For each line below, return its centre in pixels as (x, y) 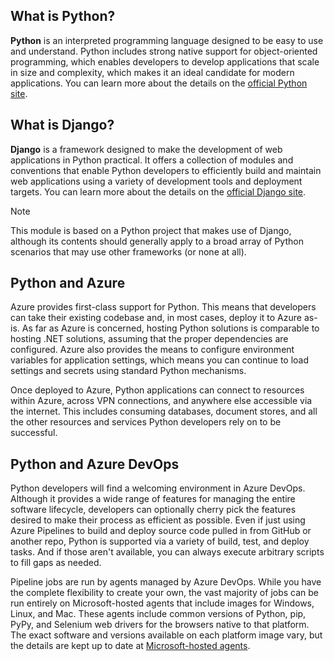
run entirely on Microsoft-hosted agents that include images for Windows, (162, 603)
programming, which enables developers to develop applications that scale (165, 61)
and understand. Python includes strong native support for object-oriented (164, 51)
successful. (34, 433)
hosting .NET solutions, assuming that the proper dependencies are (149, 339)
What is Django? (62, 125)
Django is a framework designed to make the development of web (146, 149)
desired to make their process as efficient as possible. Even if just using (158, 520)
